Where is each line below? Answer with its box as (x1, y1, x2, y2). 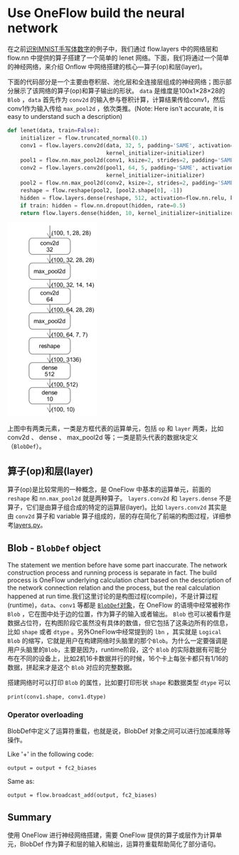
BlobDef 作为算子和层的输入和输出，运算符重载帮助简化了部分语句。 (19, 840, 220, 849)
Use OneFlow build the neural (7, 5, 185, 21)
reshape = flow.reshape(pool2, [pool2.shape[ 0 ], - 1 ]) (20, 187, 183, 194)
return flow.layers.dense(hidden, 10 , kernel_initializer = (20, 209, 199, 216)
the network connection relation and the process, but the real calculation (7, 584, 221, 592)
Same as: (7, 777, 35, 786)
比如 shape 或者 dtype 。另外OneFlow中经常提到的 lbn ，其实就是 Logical (7, 628, 222, 636)
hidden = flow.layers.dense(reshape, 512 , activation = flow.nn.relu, (20, 194, 228, 201)
